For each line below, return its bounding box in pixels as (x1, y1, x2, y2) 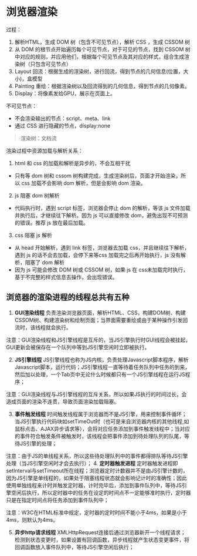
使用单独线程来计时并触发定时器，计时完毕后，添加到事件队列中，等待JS (6, 481, 182, 488)
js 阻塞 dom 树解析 (14, 192, 60, 199)
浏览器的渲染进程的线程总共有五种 (6, 292, 130, 303)
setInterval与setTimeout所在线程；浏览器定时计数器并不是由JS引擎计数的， (6, 467, 189, 474)
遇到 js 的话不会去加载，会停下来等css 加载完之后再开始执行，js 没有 (14, 251, 181, 259)
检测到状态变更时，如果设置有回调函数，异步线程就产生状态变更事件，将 (14, 536, 189, 543)
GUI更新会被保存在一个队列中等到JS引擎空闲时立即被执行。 (6, 343, 150, 350)
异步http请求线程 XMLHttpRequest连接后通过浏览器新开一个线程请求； (14, 528, 186, 535)
